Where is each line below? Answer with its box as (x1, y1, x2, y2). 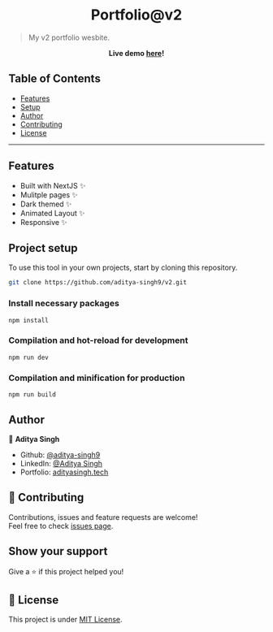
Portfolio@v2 (90, 6, 183, 24)
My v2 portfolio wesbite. (28, 32, 110, 42)
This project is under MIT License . (8, 615, 123, 625)
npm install (8, 316, 49, 324)
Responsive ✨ (19, 217, 67, 227)
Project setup (8, 241, 79, 255)
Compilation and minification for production (8, 372, 185, 383)
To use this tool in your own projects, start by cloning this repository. (8, 262, 238, 273)
